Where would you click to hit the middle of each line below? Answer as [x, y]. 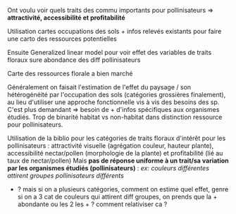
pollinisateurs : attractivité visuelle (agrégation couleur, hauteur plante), [111, 146]
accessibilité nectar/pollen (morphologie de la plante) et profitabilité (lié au [115, 153]
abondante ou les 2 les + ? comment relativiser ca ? [92, 204]
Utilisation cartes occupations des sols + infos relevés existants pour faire [114, 31]
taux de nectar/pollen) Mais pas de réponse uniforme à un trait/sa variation [118, 160]
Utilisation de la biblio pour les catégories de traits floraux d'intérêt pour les [117, 138]
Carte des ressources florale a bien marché [70, 74]
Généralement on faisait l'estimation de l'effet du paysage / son [99, 87]
